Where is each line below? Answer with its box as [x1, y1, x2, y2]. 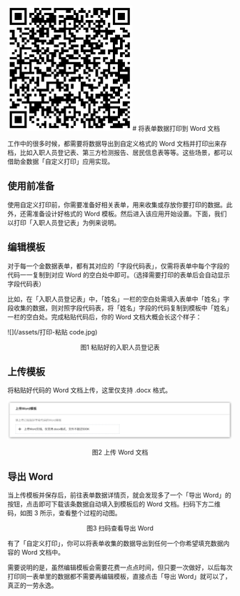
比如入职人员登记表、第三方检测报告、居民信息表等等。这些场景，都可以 [19, 149, 233, 157]
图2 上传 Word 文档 [91, 447, 149, 456]
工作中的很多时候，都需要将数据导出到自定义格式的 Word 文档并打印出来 [7, 139, 221, 148]
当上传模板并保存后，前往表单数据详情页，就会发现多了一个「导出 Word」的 [7, 491, 232, 500]
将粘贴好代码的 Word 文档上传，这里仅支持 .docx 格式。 [7, 386, 172, 394]
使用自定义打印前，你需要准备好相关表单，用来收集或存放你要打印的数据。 [7, 200, 226, 209]
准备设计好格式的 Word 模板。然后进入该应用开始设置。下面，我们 [31, 209, 227, 218]
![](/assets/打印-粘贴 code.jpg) [7, 327, 98, 336]
